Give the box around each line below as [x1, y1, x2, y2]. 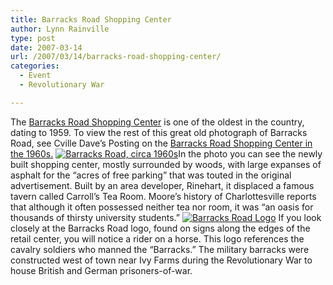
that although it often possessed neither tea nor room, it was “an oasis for [10, 201, 314, 213]
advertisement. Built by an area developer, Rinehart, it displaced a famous [10, 179, 315, 191]
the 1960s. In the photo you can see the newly [10, 147, 323, 160]
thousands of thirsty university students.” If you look [10, 211, 322, 223]
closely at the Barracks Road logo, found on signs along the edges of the [10, 222, 311, 234]
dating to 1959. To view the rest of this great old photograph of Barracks [10, 126, 308, 138]
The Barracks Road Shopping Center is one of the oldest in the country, [10, 116, 305, 128]
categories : [10, 61, 60, 71]
